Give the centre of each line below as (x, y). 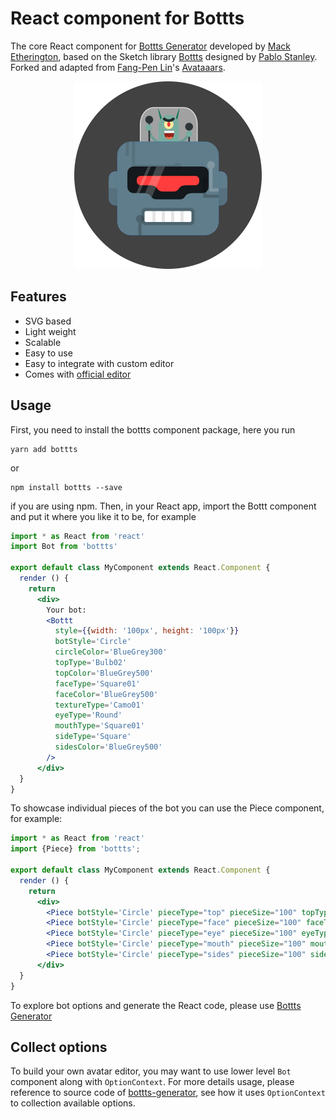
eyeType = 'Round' (88, 715)
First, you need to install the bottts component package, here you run (153, 429)
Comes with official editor (78, 374)
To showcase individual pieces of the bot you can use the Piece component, (167, 808)
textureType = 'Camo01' (99, 705)
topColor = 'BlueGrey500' (104, 673)
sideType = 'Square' (93, 737)
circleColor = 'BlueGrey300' (111, 652)
